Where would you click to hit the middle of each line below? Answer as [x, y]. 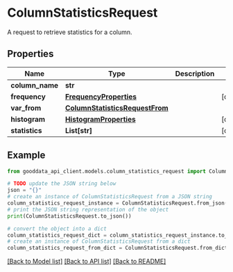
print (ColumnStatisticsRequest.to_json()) [69, 216]
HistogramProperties [101, 119]
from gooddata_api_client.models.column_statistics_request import [107, 171]
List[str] [78, 130]
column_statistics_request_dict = [57, 235]
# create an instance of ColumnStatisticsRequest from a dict [99, 241]
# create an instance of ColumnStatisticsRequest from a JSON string [110, 197]
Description [195, 73]
